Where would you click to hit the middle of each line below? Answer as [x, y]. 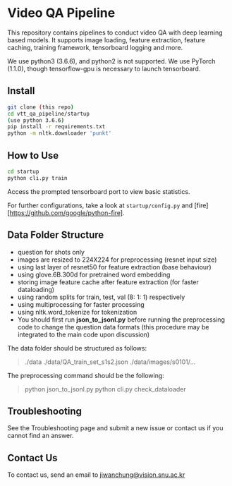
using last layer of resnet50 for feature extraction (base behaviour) [114, 267]
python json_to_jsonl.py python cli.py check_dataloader [105, 389]
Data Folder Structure [56, 235]
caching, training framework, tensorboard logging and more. [95, 47]
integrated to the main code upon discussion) [84, 334]
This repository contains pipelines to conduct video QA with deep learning [115, 32]
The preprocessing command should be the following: [86, 375]
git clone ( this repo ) [41, 107]
